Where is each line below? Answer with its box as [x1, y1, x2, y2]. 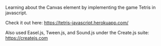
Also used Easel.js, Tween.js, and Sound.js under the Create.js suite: [5, 30, 149, 35]
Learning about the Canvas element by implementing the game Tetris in [5, 5, 156, 10]
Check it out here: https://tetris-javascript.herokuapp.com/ [5, 20, 129, 26]
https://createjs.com [5, 35, 48, 41]
